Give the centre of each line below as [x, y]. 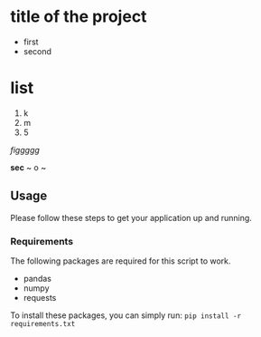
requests [40, 297]
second [37, 51]
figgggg [25, 149]
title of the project [79, 17]
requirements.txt [43, 323]
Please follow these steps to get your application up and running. [131, 217]
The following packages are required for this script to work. [121, 261]
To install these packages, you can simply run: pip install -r [126, 315]
